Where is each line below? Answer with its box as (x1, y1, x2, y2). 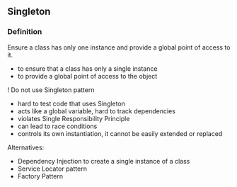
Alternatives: (7, 143, 45, 152)
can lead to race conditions (17, 122, 98, 130)
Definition (7, 27, 42, 37)
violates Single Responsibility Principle (17, 114, 130, 123)
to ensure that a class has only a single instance (17, 64, 158, 73)
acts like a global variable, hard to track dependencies (17, 106, 175, 115)
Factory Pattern (17, 171, 64, 180)
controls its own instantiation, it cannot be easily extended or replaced (17, 129, 223, 137)
